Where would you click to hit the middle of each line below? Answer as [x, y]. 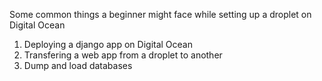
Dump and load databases [78, 65]
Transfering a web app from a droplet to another [123, 55]
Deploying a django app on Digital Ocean [108, 44]
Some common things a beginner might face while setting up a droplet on [160, 14]
